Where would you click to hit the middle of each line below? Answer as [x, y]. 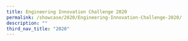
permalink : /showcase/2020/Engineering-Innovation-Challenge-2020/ [94, 17]
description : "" [27, 23]
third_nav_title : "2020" [38, 29]
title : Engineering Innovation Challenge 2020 [67, 12]
